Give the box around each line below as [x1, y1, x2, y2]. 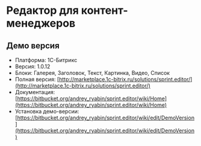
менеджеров [6, 16, 76, 30]
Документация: [14, 89, 55, 95]
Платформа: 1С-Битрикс [14, 57, 78, 63]
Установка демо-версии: [14, 108, 79, 115]
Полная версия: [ [14, 76, 60, 83]
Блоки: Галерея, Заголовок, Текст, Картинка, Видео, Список [14, 69, 170, 76]
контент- [81, 4, 128, 17]
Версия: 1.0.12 [14, 63, 51, 70]
